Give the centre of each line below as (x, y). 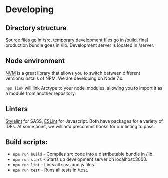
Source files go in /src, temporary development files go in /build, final (77, 40)
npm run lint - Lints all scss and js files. (54, 165)
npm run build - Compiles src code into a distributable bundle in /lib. (83, 154)
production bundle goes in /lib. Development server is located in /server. (80, 45)
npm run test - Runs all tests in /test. (50, 170)
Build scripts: (26, 142)
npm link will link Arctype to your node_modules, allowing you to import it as (84, 88)
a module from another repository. (41, 93)
